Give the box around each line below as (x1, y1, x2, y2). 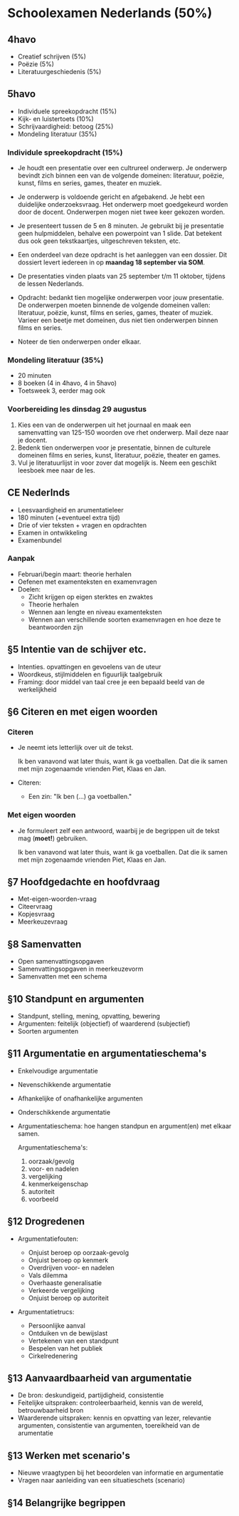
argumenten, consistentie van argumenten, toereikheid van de (17, 1421, 201, 1430)
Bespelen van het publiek (28, 1344, 103, 1352)
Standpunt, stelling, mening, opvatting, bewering (17, 1012, 160, 1021)
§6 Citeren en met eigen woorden (7, 706, 158, 718)
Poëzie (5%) (17, 60, 55, 68)
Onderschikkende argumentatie (17, 1108, 111, 1116)
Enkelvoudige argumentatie (17, 1066, 98, 1075)
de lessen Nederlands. (17, 279, 84, 288)
